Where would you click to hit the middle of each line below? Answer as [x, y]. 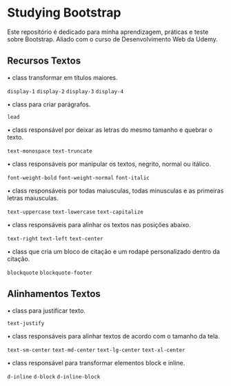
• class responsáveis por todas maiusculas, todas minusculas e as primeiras [115, 191]
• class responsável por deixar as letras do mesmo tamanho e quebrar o [110, 130]
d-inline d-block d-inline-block [54, 377]
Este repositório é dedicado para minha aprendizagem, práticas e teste [108, 32]
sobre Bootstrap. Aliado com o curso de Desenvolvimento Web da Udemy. [113, 39]
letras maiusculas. [33, 197]
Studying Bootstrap [64, 13]
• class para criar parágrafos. [49, 104]
